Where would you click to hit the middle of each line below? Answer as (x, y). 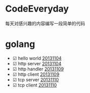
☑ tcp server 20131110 (36, 79)
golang (20, 44)
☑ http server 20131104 (37, 63)
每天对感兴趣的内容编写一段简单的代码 (45, 23)
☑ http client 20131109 (36, 74)
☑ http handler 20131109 (38, 69)
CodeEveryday (37, 9)
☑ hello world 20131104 (37, 58)
